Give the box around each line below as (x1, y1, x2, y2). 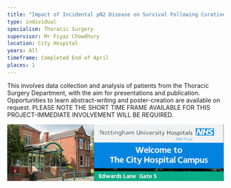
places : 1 (7, 62, 36, 69)
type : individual (7, 18, 57, 25)
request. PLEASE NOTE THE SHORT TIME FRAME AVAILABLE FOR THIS (7, 103, 211, 111)
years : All (7, 47, 38, 54)
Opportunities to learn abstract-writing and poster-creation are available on (7, 96, 221, 104)
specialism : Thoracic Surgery (7, 25, 94, 32)
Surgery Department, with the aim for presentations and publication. (7, 89, 201, 97)
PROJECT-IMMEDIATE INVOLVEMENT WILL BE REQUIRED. (7, 110, 174, 119)
